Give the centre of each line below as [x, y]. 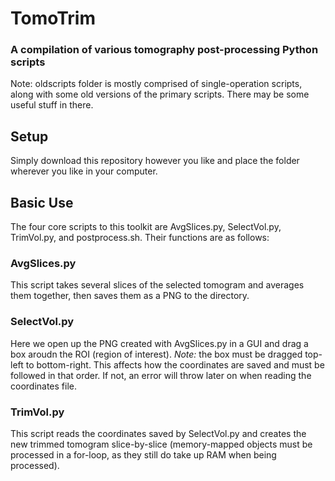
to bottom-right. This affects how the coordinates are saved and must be [175, 364]
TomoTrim [53, 18]
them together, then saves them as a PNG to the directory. [130, 296]
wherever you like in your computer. [84, 171]
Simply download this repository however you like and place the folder [155, 161]
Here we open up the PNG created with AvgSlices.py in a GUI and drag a [159, 343]
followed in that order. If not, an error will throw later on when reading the [161, 375]
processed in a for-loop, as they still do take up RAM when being [143, 455]
